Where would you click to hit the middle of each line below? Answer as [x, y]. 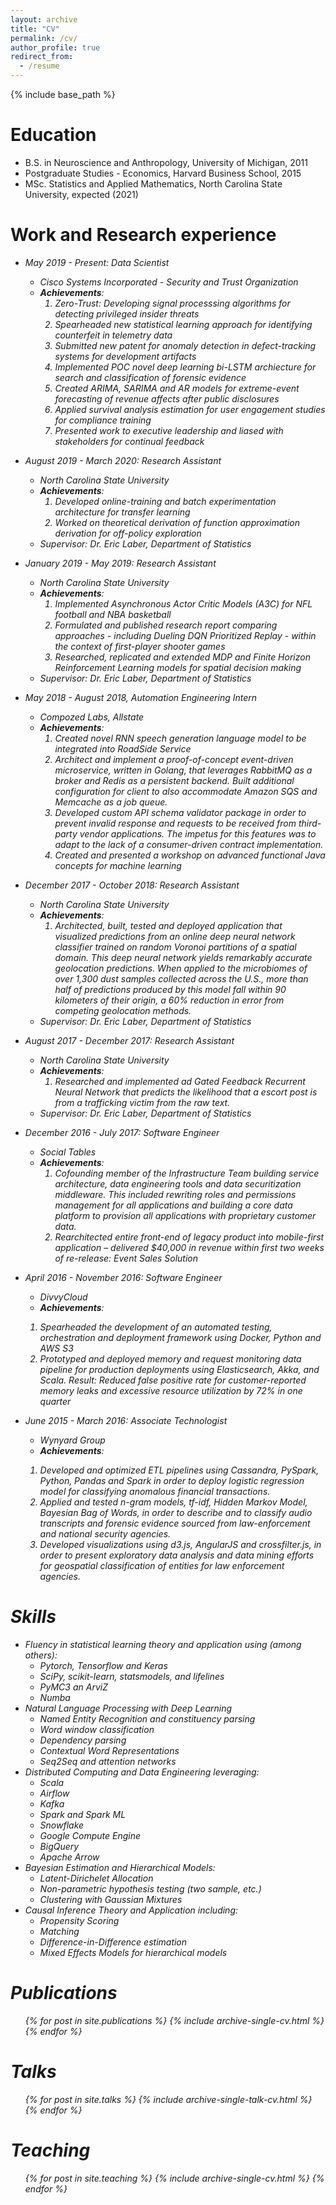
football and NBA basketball [113, 614]
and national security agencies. [105, 1533]
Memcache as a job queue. [111, 802]
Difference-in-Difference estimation [113, 1942]
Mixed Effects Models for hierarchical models [133, 1952]
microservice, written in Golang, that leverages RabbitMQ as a [183, 770]
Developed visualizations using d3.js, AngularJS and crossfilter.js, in [180, 1544]
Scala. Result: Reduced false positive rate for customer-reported [173, 1380]
